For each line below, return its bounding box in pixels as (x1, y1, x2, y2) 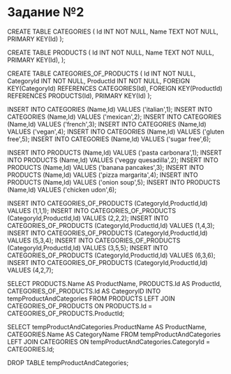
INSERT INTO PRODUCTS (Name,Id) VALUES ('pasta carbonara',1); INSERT (7, 148, 223, 157)
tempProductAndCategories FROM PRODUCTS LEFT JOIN (7, 294, 176, 303)
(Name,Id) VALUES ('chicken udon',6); (7, 185, 117, 194)
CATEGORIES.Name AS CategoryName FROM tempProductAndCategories (7, 330, 221, 338)
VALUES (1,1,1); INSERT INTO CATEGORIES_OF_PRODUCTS (7, 206, 177, 215)
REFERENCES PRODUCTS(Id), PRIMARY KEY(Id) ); (7, 92, 152, 100)
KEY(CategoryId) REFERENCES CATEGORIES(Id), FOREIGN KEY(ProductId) (7, 84, 223, 92)
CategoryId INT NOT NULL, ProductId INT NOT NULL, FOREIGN (7, 76, 191, 85)
